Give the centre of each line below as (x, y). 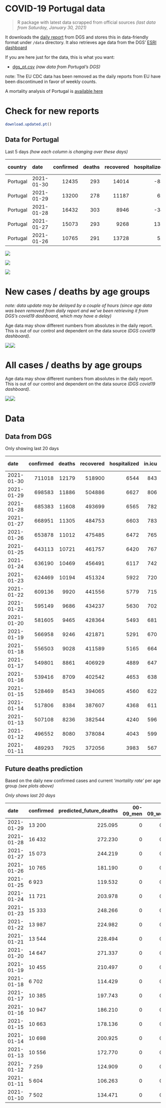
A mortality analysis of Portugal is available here (54, 91)
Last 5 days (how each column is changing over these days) (67, 152)
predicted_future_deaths (88, 811)
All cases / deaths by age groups (74, 365)
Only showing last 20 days (32, 449)
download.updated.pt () (28, 124)
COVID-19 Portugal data (55, 9)
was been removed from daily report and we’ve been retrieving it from (77, 310)
